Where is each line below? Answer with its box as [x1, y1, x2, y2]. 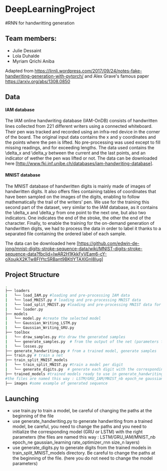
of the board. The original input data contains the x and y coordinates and [5, 134, 156, 140]
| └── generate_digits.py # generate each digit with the [5, 367, 135, 372]
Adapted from [5, 68, 34, 74]
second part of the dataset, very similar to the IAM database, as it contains [5, 204, 158, 210]
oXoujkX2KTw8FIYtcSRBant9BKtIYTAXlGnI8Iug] [5, 256, 103, 262]
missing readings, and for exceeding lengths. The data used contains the [5, 145, 155, 151]
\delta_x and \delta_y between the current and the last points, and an [5, 150, 146, 156]
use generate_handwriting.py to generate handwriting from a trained [12, 418, 153, 424]
